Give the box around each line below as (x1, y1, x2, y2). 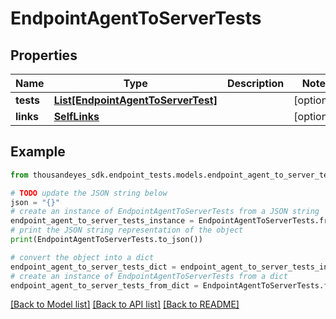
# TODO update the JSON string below (10, 188, 168, 198)
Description (226, 77, 285, 90)
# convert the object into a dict (10, 252, 155, 262)
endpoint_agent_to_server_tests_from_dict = (10, 280, 199, 291)
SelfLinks (53, 110, 100, 123)
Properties (10, 47, 78, 64)
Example (10, 143, 66, 161)
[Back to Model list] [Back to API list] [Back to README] (10, 298, 240, 311)
